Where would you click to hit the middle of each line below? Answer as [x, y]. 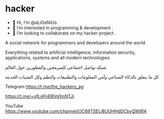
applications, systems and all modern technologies [57, 57]
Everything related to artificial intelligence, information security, [70, 52]
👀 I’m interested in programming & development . [63, 27]
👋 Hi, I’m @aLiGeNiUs [35, 22]
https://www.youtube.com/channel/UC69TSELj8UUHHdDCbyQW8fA [76, 111]
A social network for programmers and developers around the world [75, 42]
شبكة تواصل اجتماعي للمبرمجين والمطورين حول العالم [56, 67]
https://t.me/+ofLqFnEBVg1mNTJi [39, 96]
